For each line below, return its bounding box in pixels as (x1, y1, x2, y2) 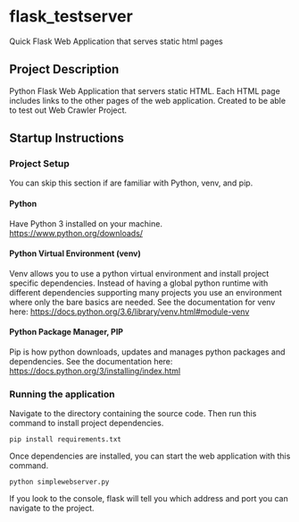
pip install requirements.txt (9, 435, 122, 444)
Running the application (9, 388, 115, 400)
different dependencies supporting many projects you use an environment (9, 287, 283, 297)
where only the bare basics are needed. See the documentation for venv (9, 296, 276, 307)
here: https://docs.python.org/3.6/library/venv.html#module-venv (9, 306, 250, 317)
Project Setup (9, 158, 70, 170)
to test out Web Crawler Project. (9, 105, 128, 116)
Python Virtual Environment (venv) (9, 248, 141, 259)
